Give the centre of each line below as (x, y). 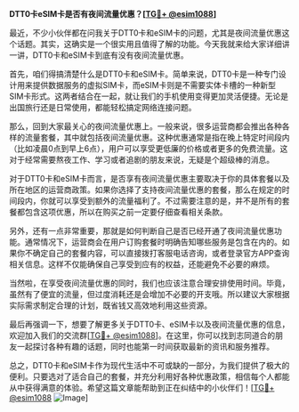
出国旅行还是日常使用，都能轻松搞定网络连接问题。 (103, 107)
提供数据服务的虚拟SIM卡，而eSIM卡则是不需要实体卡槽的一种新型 (154, 85)
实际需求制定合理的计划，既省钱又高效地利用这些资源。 (110, 305)
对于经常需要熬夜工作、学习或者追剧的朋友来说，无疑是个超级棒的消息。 (141, 160)
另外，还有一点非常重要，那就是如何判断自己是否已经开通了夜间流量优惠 (141, 231)
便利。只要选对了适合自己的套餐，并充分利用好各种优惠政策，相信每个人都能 (149, 376)
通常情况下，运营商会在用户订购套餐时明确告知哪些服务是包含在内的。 (153, 242)
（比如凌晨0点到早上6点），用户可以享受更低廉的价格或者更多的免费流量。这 (149, 149)
